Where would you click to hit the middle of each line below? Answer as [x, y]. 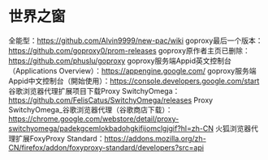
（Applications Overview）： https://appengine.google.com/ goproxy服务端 [132, 70]
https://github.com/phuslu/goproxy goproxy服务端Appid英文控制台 [120, 61]
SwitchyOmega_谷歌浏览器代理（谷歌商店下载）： [91, 109]
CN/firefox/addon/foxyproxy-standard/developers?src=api [106, 147]
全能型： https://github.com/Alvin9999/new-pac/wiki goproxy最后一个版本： [136, 40]
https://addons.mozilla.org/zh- [156, 138]
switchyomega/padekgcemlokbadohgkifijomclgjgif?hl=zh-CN [111, 128]
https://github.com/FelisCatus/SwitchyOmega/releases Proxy [111, 100]
